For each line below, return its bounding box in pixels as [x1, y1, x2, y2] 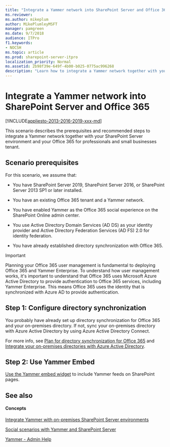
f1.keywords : [5, 40, 33, 46]
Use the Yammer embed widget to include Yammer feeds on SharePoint [5, 371, 155, 377]
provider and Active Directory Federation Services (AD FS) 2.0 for [12, 227, 150, 233]
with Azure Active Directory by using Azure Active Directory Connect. [5, 328, 150, 334]
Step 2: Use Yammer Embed [5, 357, 95, 366]
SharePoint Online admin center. [12, 212, 80, 218]
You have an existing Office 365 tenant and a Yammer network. [12, 197, 145, 203]
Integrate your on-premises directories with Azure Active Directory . [5, 343, 146, 349]
